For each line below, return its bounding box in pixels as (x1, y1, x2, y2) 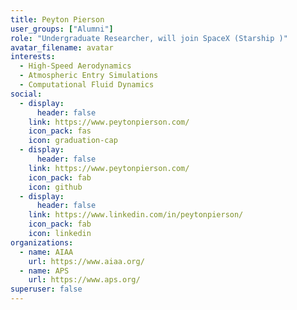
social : (10, 89, 43, 99)
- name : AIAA (19, 247, 74, 257)
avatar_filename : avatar (10, 42, 114, 53)
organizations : (10, 237, 74, 248)
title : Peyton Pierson (10, 14, 105, 25)
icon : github (28, 182, 83, 192)
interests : (10, 52, 56, 62)
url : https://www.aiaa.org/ (28, 256, 145, 266)
